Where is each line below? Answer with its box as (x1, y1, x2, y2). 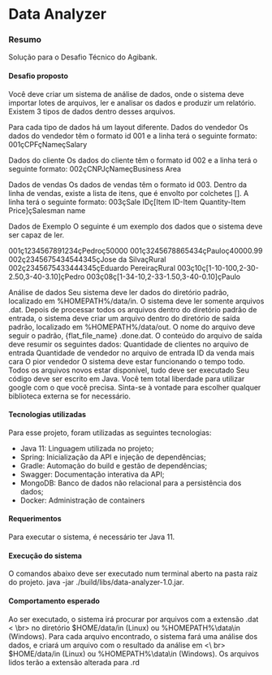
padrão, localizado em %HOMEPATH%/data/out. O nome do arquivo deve (8, 322, 256, 332)
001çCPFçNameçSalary (8, 139, 88, 149)
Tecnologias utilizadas (8, 410, 87, 420)
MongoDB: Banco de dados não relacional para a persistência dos (19, 477, 242, 488)
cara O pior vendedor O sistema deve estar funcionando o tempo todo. (8, 356, 245, 366)
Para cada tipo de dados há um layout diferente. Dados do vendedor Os (8, 122, 249, 132)
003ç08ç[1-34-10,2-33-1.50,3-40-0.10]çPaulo (86, 272, 241, 281)
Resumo (8, 34, 42, 46)
